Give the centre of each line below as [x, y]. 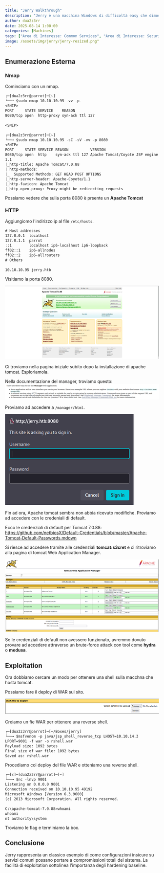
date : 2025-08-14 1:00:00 [31, 26]
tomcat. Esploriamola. [27, 372]
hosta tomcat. [19, 683]
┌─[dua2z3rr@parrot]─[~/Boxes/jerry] [43, 732]
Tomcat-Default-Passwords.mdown [41, 537]
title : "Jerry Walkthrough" [34, 10]
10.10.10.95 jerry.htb [28, 270]
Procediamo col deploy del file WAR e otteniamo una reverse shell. [72, 765]
